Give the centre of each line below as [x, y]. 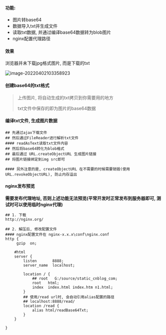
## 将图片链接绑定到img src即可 [35, 159]
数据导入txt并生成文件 [35, 26]
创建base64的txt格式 [27, 85]
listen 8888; [44, 261]
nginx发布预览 [20, 186]
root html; [45, 283]
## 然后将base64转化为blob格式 [35, 148]
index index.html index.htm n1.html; [72, 287]
